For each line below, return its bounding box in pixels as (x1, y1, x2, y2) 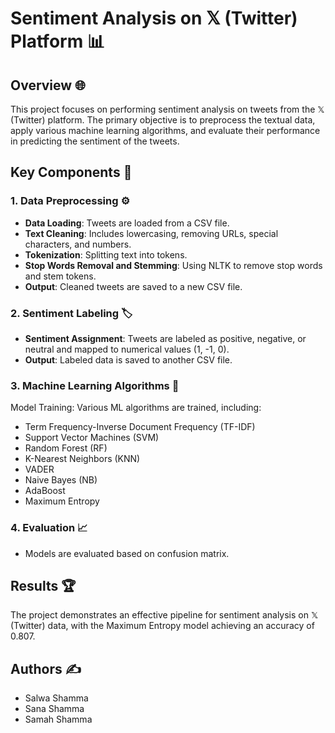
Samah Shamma (24, 713, 93, 726)
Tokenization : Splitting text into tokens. (24, 248, 188, 261)
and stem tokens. (24, 270, 97, 282)
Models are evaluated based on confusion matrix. (24, 547, 230, 559)
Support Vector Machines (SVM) (24, 432, 160, 444)
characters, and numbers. (24, 238, 132, 250)
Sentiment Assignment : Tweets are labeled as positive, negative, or (24, 332, 307, 344)
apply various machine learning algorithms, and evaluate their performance (10, 125, 321, 136)
